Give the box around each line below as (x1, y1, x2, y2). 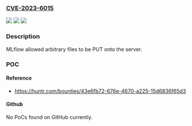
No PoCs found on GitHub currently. (6, 113, 93, 120)
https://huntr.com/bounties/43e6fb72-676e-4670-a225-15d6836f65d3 (14, 87, 186, 94)
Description (6, 33, 40, 41)
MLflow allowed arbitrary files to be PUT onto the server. (6, 45, 142, 53)
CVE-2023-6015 (6, 4, 54, 12)
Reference (6, 74, 32, 82)
